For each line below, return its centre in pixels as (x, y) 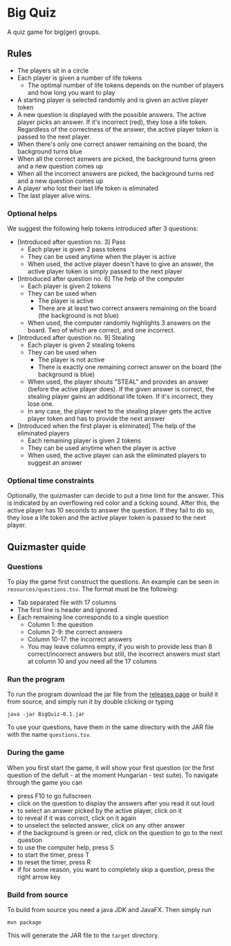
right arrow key (39, 877)
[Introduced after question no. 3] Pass (71, 242)
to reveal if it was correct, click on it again (77, 818)
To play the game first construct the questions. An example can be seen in (113, 582)
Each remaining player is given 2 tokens (84, 440)
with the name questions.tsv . (49, 735)
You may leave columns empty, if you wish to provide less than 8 (120, 647)
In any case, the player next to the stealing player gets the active (119, 411)
